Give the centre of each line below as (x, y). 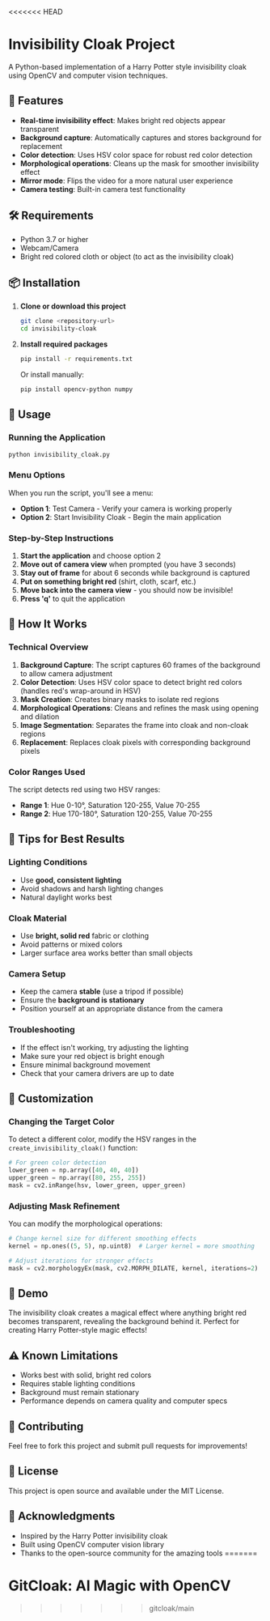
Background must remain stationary (80, 1393)
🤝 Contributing (46, 1426)
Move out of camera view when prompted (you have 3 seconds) (128, 564)
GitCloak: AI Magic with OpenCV (120, 1585)
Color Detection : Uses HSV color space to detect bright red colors (131, 682)
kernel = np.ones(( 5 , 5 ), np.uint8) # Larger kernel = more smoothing (131, 1246)
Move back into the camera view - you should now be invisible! (127, 590)
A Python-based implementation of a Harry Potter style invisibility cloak (127, 66)
